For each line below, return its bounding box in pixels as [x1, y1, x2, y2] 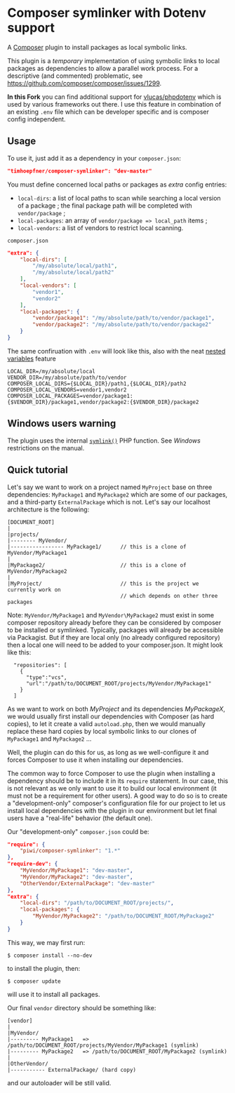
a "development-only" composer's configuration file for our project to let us [7, 798, 226, 807]
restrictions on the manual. [7, 443, 85, 452]
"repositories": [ [13, 662, 68, 669]
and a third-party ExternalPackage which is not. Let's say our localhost [7, 497, 210, 506]
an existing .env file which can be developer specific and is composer [7, 107, 209, 116]
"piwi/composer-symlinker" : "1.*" [20, 847, 121, 854]
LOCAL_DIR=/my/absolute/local [7, 368, 96, 375]
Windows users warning [7, 417, 116, 429]
